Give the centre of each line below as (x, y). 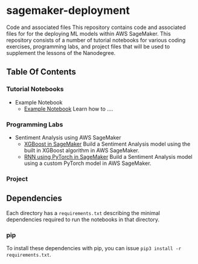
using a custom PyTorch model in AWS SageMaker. (88, 163)
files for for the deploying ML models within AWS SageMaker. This (88, 33)
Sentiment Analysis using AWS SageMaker (68, 137)
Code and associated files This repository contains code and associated (96, 27)
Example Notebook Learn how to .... (69, 109)
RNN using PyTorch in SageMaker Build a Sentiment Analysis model (108, 156)
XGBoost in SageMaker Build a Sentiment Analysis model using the (107, 144)
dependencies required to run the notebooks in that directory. (83, 219)
